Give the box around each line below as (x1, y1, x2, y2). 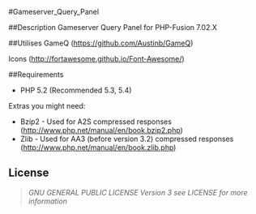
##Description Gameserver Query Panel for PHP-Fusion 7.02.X (8, 23, 217, 32)
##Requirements (8, 70, 64, 79)
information (28, 196, 67, 206)
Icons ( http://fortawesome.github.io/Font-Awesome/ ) (8, 54, 185, 63)
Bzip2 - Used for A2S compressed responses (19, 117, 173, 126)
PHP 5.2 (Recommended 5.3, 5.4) (19, 85, 132, 95)
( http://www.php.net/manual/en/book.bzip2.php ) (19, 126, 184, 135)
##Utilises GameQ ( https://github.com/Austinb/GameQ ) (8, 38, 194, 48)
